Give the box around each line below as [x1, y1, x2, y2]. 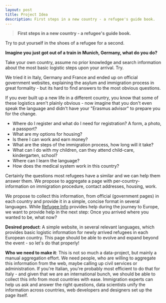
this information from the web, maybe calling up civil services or [5, 260, 137, 266]
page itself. [5, 292, 28, 298]
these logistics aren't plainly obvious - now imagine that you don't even [5, 100, 152, 106]
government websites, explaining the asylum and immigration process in [5, 80, 154, 86]
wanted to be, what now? [5, 214, 57, 220]
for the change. [5, 111, 37, 117]
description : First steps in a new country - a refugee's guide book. [5, 17, 155, 22]
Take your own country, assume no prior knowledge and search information [5, 60, 161, 66]
